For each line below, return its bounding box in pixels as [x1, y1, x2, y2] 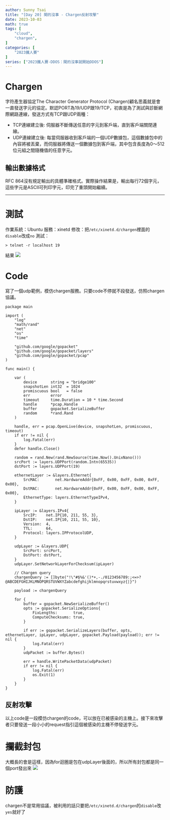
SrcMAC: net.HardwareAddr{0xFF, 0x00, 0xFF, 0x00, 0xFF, [23, 477, 159, 482]
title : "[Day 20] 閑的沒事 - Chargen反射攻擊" [5, 12, 99, 17]
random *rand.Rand [23, 411, 73, 416]
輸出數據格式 [5, 163, 46, 172]
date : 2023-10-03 [5, 17, 42, 22]
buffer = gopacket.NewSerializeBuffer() [23, 601, 110, 606]
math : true [5, 21, 28, 27]
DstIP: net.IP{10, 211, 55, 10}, [23, 517, 101, 522]
